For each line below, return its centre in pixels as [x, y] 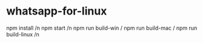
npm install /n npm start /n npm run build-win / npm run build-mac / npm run [102, 28]
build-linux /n [23, 34]
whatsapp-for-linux [57, 11]
